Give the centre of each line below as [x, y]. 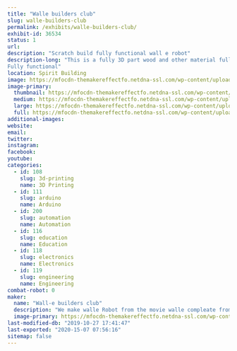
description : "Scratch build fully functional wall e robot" [99, 54]
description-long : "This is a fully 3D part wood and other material [112, 60]
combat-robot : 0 [31, 290]
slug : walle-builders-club [47, 21]
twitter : [20, 139]
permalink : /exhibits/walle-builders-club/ [72, 27]
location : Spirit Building [47, 73]
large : [23, 106]
